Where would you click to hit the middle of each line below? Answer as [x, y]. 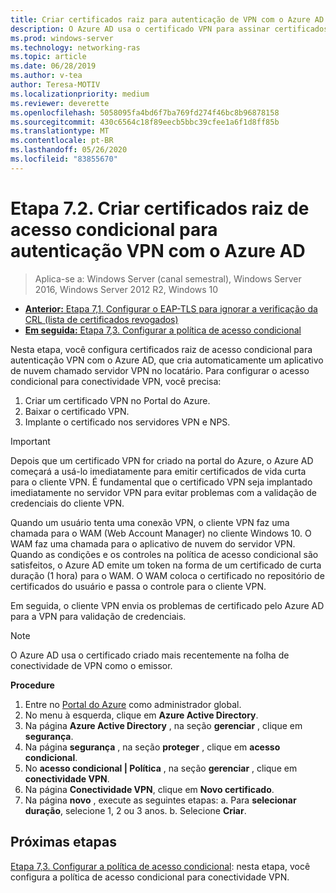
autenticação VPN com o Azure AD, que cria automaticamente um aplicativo [167, 360]
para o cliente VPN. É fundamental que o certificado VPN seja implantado [161, 482]
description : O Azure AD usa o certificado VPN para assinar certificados [169, 29]
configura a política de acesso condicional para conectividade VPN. [150, 877]
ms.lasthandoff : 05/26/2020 [69, 150]
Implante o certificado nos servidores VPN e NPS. [127, 422]
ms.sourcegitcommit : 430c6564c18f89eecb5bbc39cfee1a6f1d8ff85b [145, 122]
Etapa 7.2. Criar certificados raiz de [160, 208]
